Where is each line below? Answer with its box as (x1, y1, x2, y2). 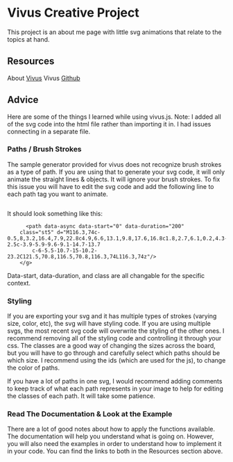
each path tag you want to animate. (7, 190, 109, 198)
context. (7, 279, 31, 287)
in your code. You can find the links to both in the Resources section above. (7, 447, 223, 456)
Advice (7, 94, 39, 106)
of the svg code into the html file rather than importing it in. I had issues (7, 119, 212, 128)
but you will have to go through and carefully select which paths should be (7, 349, 221, 357)
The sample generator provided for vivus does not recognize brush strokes (7, 160, 222, 168)
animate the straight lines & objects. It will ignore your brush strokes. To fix (7, 175, 221, 183)
